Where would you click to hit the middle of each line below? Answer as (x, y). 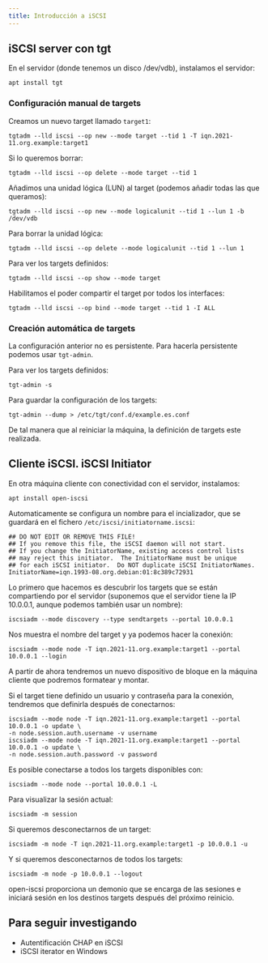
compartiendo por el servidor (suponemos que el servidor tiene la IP (122, 595)
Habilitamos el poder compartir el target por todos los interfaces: (117, 293)
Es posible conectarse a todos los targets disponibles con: (106, 769)
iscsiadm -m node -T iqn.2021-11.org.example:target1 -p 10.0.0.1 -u (128, 844)
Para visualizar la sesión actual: (61, 799)
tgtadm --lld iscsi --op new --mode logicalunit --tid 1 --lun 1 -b (126, 211)
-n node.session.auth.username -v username (83, 733)
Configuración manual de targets (75, 104)
